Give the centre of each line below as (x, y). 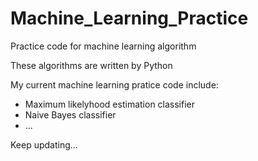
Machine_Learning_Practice (129, 18)
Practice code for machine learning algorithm (103, 46)
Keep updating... (44, 144)
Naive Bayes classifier (70, 114)
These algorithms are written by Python (91, 65)
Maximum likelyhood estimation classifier (110, 104)
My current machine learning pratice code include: (114, 84)
